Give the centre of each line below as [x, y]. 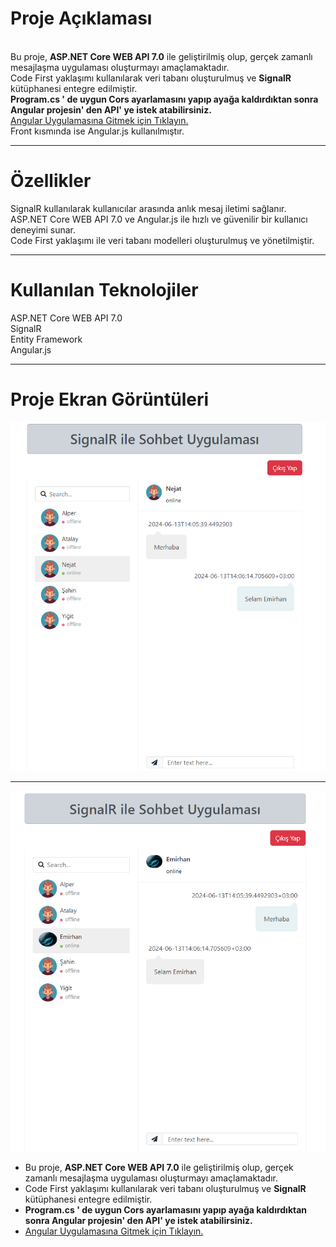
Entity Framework [46, 339]
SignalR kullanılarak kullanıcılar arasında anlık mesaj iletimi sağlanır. [148, 208]
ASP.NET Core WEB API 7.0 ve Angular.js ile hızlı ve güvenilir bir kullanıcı [159, 219]
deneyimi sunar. [43, 229]
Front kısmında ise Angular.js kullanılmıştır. [97, 131]
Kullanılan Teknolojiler [104, 290]
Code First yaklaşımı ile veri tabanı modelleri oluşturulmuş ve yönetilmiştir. [162, 240]
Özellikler [51, 181]
